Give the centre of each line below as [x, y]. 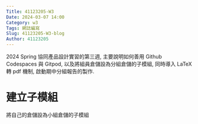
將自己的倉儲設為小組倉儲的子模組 [48, 115]
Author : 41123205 [27, 39]
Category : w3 [22, 22]
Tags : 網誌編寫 [23, 28]
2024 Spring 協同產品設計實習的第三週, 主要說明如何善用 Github [84, 56]
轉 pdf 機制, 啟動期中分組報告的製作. [50, 71]
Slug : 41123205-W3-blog [35, 34]
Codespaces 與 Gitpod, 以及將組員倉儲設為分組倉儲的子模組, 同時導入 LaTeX [99, 64]
